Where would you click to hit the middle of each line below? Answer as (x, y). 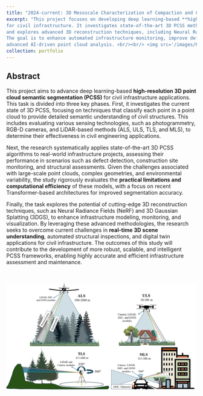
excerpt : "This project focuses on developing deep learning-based (93, 19)
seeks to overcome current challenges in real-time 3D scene (82, 230)
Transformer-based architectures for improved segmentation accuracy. (95, 192)
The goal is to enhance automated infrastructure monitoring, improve (97, 38)
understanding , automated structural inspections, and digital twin (88, 236)
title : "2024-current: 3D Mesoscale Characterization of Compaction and (100, 13)
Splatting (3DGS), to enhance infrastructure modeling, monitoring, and (94, 217)
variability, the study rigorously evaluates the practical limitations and (94, 180)
